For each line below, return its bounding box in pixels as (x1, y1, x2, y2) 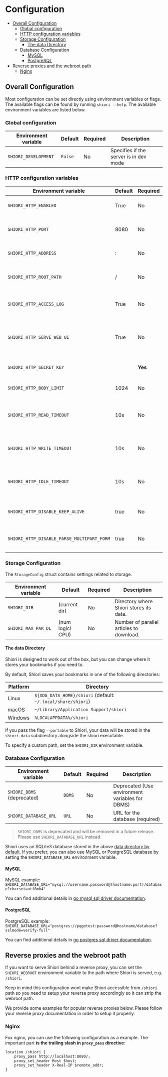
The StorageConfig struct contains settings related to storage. (5, 571, 132, 577)
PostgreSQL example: (5, 918, 50, 924)
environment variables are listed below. (5, 106, 86, 112)
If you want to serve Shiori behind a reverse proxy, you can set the (5, 965, 142, 971)
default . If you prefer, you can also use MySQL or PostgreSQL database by (5, 849, 159, 855)
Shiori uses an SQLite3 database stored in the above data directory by (5, 844, 150, 850)
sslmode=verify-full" (5, 927, 50, 933)
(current (58, 601, 78, 608)
